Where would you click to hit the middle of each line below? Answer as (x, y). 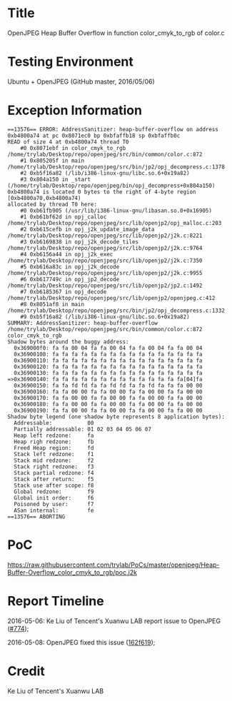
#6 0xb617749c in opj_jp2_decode (70, 279)
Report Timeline (56, 601)
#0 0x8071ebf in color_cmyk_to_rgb (73, 148)
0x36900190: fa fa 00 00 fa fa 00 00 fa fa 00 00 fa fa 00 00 (108, 410)
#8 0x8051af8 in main (52, 304)
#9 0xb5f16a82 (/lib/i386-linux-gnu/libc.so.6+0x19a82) (105, 317)
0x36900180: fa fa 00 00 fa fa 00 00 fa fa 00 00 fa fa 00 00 (108, 404)
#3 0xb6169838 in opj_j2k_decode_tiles (80, 242)
